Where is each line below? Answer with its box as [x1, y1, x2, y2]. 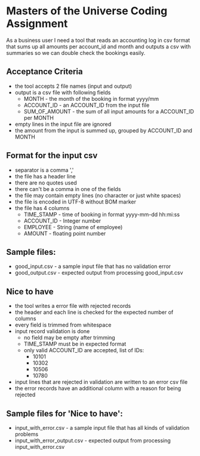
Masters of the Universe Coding [6, 4, 168, 18]
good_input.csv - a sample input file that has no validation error [14, 263, 171, 270]
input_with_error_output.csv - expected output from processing [14, 437, 171, 444]
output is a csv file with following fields [14, 88, 111, 96]
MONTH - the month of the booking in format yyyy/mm [23, 95, 159, 102]
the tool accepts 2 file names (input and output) [14, 82, 133, 90]
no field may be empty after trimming [23, 334, 115, 341]
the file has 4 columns [14, 204, 70, 211]
